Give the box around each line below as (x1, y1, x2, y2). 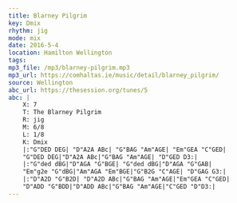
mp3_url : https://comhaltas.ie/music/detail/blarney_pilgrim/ (8, 71, 219, 79)
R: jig (22, 116, 45, 124)
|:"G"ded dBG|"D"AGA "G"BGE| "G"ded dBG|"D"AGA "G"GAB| (22, 161, 213, 169)
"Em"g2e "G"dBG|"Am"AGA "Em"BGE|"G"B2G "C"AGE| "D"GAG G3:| (22, 168, 227, 176)
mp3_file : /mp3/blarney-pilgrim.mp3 (8, 64, 130, 72)
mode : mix (8, 34, 41, 42)
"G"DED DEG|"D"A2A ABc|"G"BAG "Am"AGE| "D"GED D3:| (22, 153, 198, 161)
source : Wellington (8, 78, 73, 86)
